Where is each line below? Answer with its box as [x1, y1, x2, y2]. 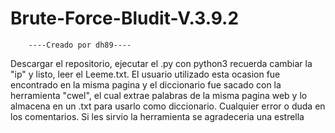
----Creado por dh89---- [28, 40, 132, 50]
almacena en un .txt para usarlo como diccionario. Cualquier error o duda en [10, 100, 326, 112]
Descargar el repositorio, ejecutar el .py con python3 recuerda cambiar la [10, 57, 313, 69]
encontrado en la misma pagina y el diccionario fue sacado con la [10, 78, 282, 91]
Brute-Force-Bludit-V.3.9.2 [10, 7, 240, 30]
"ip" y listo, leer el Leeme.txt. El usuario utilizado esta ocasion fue [10, 68, 281, 80]
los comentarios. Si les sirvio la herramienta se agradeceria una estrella [10, 110, 305, 122]
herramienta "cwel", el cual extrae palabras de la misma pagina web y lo [10, 89, 308, 101]
